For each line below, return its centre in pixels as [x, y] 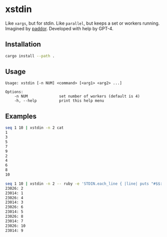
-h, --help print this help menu [59, 101]
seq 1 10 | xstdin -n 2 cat [35, 128]
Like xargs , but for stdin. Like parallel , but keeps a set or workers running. [82, 23]
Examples [21, 116]
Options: [14, 92]
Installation [23, 45]
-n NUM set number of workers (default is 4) [77, 97]
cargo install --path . [30, 56]
